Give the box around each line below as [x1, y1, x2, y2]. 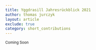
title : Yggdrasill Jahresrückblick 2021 [5, 7, 91, 13]
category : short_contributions [5, 26, 71, 31]
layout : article [5, 17, 39, 22]
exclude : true [5, 21, 35, 27]
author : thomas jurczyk [5, 12, 55, 17]
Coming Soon [5, 40, 29, 45]
